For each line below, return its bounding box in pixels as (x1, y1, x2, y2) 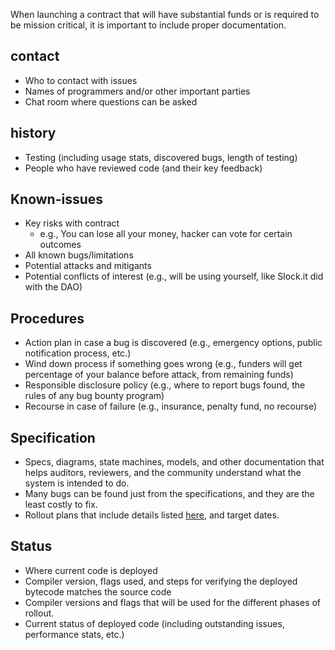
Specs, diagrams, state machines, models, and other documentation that (24, 456, 325, 468)
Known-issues (10, 191, 104, 208)
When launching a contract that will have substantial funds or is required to (10, 9, 320, 20)
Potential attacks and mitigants (24, 260, 152, 272)
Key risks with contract (24, 217, 120, 229)
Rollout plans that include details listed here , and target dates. (24, 509, 280, 521)
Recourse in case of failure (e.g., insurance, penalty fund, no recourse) (24, 400, 318, 413)
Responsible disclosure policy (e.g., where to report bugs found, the (24, 379, 306, 391)
